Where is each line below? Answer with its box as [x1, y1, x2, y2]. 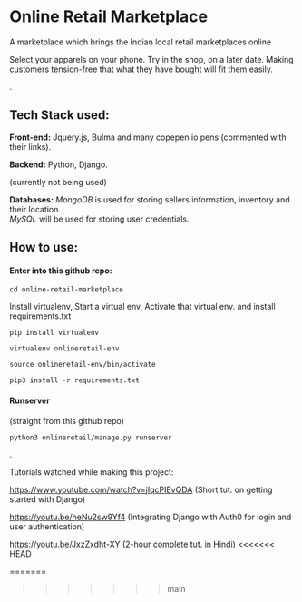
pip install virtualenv [9, 329, 100, 338]
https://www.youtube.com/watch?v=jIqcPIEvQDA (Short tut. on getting [9, 484, 273, 495]
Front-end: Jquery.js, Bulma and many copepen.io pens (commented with [9, 132, 287, 143]
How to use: [9, 240, 79, 255]
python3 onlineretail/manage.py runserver [9, 433, 172, 442]
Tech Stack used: [9, 107, 111, 123]
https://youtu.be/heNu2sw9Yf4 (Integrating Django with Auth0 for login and [9, 511, 292, 522]
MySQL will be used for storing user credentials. [9, 213, 190, 224]
